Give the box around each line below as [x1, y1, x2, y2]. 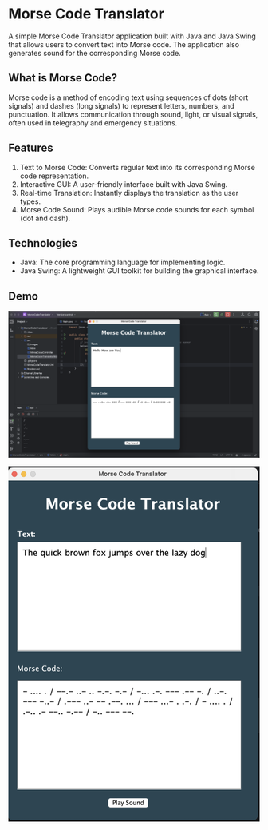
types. [19, 197, 41, 206]
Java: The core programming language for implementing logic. [19, 257, 226, 268]
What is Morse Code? [8, 71, 118, 85]
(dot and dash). [19, 213, 71, 223]
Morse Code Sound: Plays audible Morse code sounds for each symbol [19, 205, 254, 214]
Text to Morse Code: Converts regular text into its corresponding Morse [19, 162, 255, 172]
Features [8, 141, 53, 155]
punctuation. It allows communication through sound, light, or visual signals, [8, 109, 258, 119]
